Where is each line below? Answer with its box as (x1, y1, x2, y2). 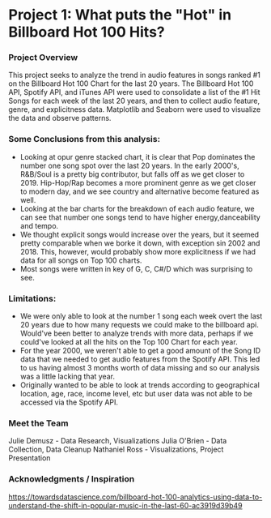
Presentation (8, 453, 51, 463)
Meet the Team (8, 417, 69, 429)
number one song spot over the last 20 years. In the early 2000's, (19, 161, 240, 170)
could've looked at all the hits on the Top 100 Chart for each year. (19, 337, 238, 347)
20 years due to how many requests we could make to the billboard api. (19, 320, 259, 330)
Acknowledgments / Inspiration (8, 473, 135, 485)
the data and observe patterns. (8, 113, 112, 123)
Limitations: (8, 293, 57, 304)
